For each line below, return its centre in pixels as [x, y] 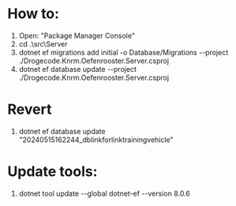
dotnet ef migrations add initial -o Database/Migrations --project [124, 52]
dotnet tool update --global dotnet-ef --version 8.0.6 [104, 193]
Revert [30, 109]
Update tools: [52, 172]
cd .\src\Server [43, 43]
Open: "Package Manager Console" [77, 36]
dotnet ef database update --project [78, 69]
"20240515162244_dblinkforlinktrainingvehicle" [96, 140]
